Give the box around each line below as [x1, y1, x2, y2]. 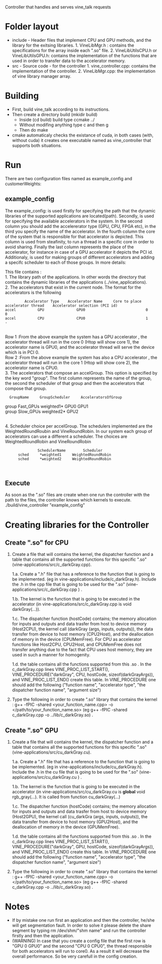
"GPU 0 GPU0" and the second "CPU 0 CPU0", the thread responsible [12, 943, 152, 949]
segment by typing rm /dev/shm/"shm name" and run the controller [12, 928, 147, 933]
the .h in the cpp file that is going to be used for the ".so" [12, 582, 125, 587]
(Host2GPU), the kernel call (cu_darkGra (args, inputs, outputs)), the [12, 814, 148, 820]
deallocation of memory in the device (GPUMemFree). [12, 824, 120, 830]
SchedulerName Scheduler [37, 448, 103, 453]
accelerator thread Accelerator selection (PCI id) [5, 303, 118, 308]
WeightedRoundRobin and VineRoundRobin [5, 438, 91, 444]
